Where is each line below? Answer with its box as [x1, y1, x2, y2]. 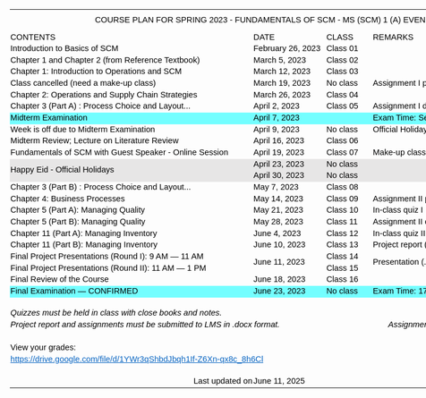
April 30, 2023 [252, 170, 305, 181]
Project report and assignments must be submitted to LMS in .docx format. [10, 319, 280, 329]
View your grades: [10, 343, 77, 352]
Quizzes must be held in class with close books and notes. [10, 308, 222, 318]
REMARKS [372, 31, 414, 42]
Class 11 [326, 216, 358, 226]
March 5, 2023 [252, 55, 307, 65]
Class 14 [326, 250, 359, 261]
